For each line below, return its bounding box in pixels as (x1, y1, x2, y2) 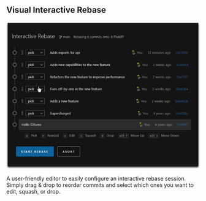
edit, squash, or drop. (6, 188, 61, 195)
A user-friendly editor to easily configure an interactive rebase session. (6, 175, 186, 183)
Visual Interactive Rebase (6, 5, 106, 15)
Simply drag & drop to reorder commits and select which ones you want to (6, 181, 194, 189)
